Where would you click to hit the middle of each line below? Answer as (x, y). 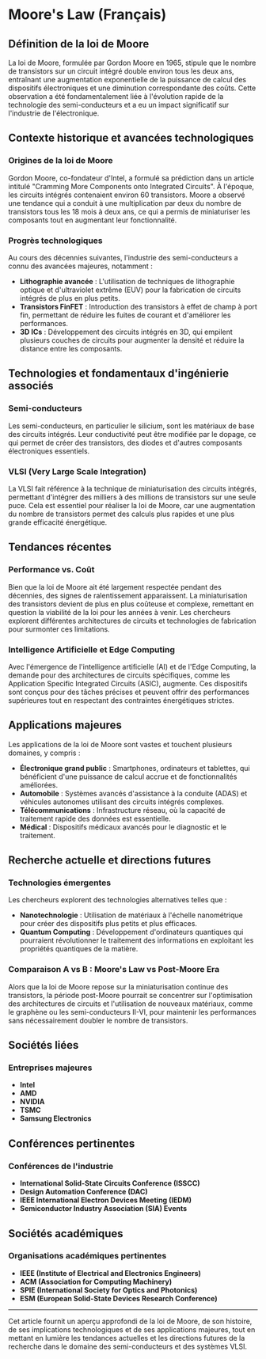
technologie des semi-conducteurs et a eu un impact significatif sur (119, 105)
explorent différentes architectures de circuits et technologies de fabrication (132, 621)
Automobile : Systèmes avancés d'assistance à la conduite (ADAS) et (133, 793)
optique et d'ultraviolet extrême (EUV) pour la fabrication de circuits (130, 290)
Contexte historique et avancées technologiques (131, 138)
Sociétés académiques (66, 1234)
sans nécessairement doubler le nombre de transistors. (98, 1020)
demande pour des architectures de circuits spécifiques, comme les (119, 675)
